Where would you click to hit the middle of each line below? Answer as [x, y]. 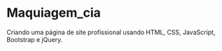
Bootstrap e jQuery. [35, 39]
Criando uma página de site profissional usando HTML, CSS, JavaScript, [111, 32]
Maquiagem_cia [54, 13]
